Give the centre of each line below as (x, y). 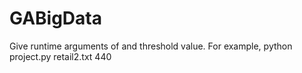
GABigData (55, 18)
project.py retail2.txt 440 (60, 56)
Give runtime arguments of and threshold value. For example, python (151, 46)
